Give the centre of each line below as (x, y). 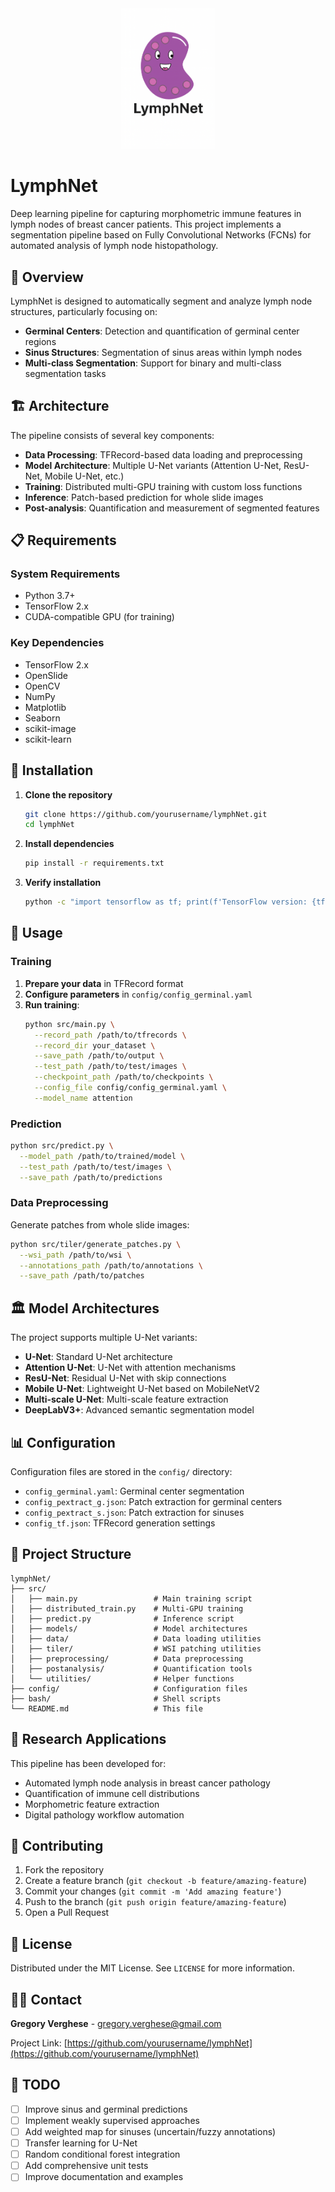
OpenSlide (46, 675)
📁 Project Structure (71, 1554)
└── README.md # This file (106, 1708)
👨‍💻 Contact (46, 1999)
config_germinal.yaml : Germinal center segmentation (134, 1491)
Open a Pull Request (67, 1913)
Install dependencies (69, 844)
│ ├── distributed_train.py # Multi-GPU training (127, 1608)
